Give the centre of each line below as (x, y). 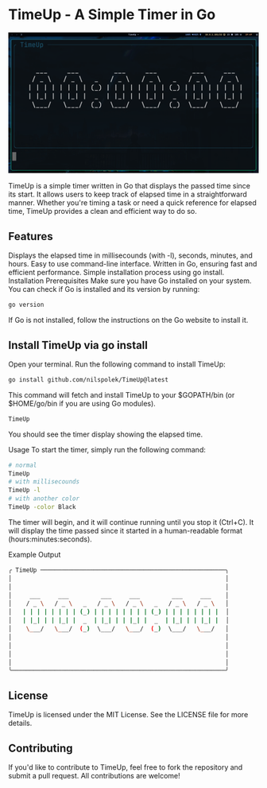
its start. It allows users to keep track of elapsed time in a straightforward (128, 194)
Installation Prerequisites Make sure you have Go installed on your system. (130, 281)
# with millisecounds (44, 482)
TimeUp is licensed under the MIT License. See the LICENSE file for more (128, 715)
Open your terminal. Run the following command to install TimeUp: (117, 364)
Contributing (41, 748)
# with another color (44, 499)
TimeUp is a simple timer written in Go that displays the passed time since (129, 186)
